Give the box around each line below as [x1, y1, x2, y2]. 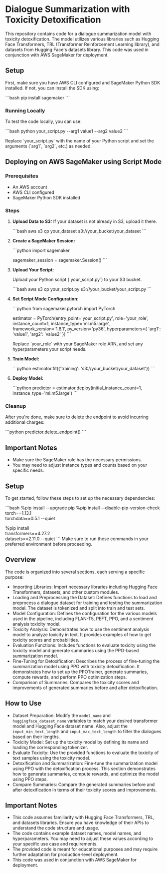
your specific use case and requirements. [12, 841, 98, 847]
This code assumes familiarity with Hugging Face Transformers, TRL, [12, 815, 155, 821]
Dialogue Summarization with [5, 3, 131, 15]
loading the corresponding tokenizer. [12, 744, 88, 750]
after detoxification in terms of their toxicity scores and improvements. [12, 787, 157, 793]
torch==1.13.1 [5, 510, 31, 516]
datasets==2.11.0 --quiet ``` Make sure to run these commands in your [5, 536, 149, 542]
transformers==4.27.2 [5, 530, 50, 536]
